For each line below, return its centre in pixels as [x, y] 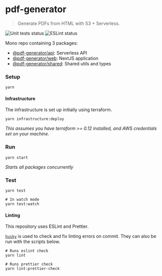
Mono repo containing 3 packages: [42, 43]
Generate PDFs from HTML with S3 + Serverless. [69, 23]
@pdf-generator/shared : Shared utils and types [62, 63]
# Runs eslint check [27, 251]
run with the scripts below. [33, 241]
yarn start [17, 158]
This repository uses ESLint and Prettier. [47, 226]
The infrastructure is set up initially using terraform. [59, 110]
